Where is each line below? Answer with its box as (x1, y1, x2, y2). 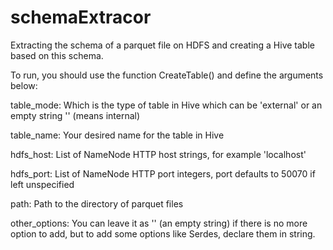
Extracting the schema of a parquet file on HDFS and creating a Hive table (10, 39, 315, 51)
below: (10, 79, 38, 91)
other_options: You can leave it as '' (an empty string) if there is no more (10, 217, 308, 229)
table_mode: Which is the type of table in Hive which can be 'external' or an (10, 99, 323, 111)
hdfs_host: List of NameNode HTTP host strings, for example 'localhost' (10, 148, 307, 160)
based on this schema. (10, 49, 104, 61)
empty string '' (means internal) (10, 109, 141, 121)
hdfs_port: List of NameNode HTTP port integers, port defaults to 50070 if (10, 167, 316, 180)
